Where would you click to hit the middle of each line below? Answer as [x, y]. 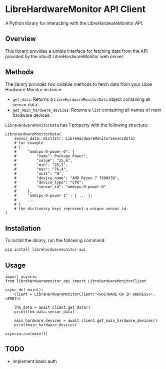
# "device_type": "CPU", [49, 182]
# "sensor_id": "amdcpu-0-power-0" [60, 187]
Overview [21, 39]
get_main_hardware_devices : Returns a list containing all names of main [87, 110]
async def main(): [24, 290]
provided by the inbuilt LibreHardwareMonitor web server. [65, 56]
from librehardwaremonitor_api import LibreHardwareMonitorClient [76, 281]
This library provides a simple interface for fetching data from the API [76, 51]
